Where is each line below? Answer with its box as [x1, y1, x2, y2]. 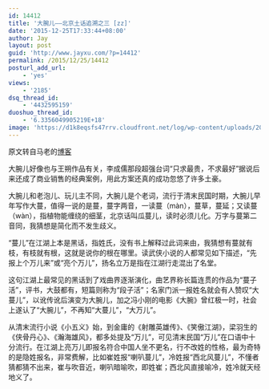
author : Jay [8, 34, 48, 43]
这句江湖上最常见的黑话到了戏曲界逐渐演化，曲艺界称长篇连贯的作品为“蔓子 [8, 274, 258, 285]
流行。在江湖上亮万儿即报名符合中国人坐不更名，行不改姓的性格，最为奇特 [14, 342, 261, 351]
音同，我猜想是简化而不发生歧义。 [8, 221, 121, 230]
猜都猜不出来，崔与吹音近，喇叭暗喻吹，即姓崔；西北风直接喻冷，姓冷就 [8, 362, 247, 371]
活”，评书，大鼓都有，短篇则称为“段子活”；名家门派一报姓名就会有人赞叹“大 [8, 285, 259, 294]
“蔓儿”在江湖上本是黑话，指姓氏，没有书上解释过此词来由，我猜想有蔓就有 [8, 237, 254, 247]
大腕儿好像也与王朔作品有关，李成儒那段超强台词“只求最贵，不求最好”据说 [8, 164, 254, 173]
